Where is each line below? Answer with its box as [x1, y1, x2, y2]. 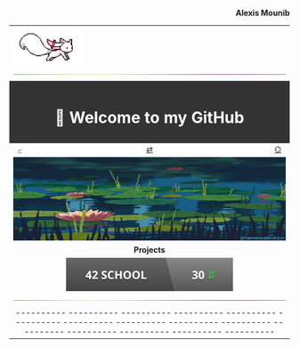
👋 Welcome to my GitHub [54, 108, 245, 128]
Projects [133, 245, 166, 255]
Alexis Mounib [235, 8, 290, 18]
